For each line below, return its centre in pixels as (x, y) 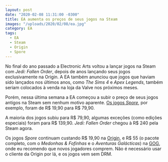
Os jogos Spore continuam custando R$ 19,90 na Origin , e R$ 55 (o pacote (82, 138)
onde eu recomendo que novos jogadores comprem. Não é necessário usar (83, 148)
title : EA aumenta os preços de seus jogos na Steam (61, 19)
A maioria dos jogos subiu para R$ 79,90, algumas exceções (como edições (83, 117)
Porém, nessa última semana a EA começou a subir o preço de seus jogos (82, 97)
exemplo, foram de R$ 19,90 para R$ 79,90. (50, 108)
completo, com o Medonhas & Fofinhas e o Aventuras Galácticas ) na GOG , (83, 143)
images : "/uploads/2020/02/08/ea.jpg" (46, 24)
